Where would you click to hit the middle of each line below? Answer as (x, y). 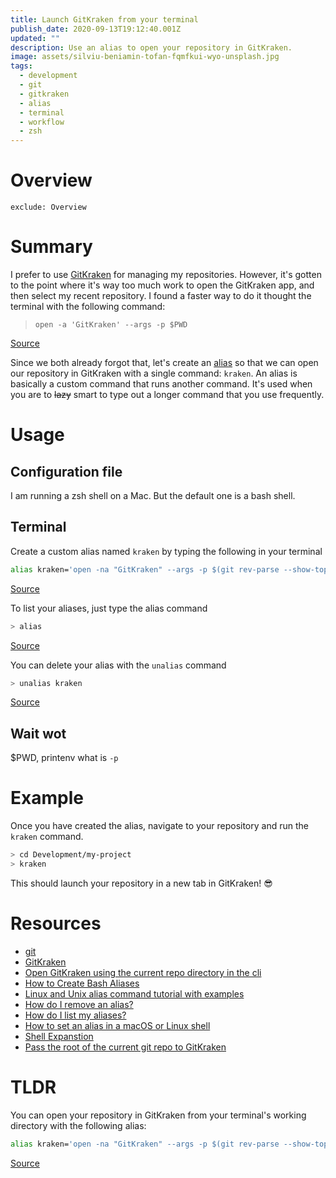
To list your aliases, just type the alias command (109, 608)
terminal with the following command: (88, 306)
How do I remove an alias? (79, 1004)
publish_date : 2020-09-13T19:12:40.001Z (96, 29)
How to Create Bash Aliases (82, 983)
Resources (56, 923)
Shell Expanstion (59, 1036)
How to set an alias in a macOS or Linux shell (117, 1025)
